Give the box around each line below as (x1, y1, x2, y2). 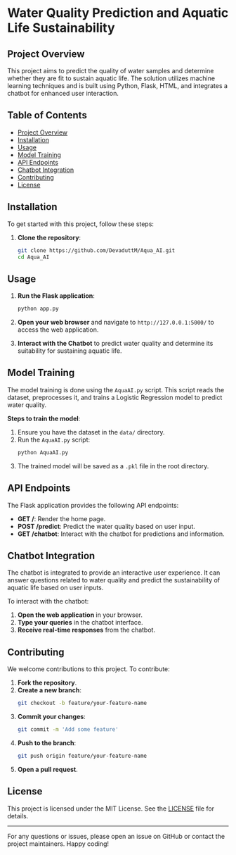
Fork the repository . (17, 678, 77, 687)
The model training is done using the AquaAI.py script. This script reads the (7, 385, 225, 394)
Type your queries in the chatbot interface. (17, 618, 143, 627)
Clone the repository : (17, 233, 81, 242)
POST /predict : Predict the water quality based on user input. (17, 522, 195, 530)
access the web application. (17, 325, 99, 334)
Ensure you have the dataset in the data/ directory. (17, 427, 165, 436)
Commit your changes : (17, 713, 86, 721)
